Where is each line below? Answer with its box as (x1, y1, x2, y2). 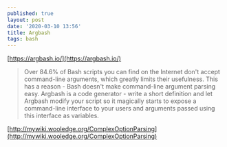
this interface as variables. (23, 111, 100, 120)
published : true (7, 10, 54, 17)
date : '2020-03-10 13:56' (7, 23, 81, 30)
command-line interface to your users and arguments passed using (23, 104, 215, 113)
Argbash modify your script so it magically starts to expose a (23, 97, 197, 105)
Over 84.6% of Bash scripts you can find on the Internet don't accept (23, 68, 220, 76)
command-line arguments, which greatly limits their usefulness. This (23, 75, 219, 83)
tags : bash (7, 36, 39, 43)
